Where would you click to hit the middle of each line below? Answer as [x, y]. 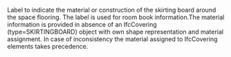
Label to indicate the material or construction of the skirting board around [112, 10]
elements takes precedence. [48, 46]
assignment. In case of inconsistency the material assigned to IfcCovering [112, 39]
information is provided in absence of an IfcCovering [82, 24]
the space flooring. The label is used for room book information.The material [116, 17]
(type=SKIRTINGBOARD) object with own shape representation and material [115, 32]
